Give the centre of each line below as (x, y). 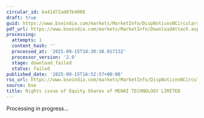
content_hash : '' (34, 46)
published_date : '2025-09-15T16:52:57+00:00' (65, 74)
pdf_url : (17, 29)
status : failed (31, 68)
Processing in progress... (37, 108)
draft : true (21, 18)
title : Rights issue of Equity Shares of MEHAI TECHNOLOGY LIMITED (93, 91)
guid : (13, 23)
